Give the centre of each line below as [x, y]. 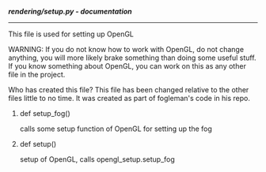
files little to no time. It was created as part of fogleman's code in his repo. [129, 98]
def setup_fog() [45, 113]
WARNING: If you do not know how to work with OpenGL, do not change [126, 49]
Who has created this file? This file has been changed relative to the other [129, 90]
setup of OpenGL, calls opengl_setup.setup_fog [97, 159]
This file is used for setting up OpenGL [71, 34]
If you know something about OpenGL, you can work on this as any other [127, 66]
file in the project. [37, 75]
